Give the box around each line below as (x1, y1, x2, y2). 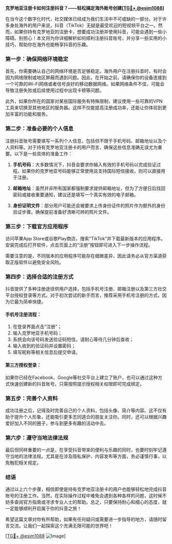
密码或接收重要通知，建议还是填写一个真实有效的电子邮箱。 (12, 192, 139, 198)
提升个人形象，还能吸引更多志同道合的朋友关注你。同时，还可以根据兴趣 (14, 413, 167, 420)
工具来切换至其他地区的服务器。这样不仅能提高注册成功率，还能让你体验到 (5, 104, 162, 111)
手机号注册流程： (5, 311, 41, 317)
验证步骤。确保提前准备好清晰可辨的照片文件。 (12, 208, 112, 215)
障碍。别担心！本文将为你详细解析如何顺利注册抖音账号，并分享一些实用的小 (5, 35, 167, 41)
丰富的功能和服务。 (9, 111, 50, 117)
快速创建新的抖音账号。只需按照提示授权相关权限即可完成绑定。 (9, 381, 144, 387)
